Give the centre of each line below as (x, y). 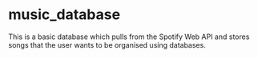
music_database (64, 15)
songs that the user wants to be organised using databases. (107, 44)
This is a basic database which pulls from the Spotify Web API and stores (129, 37)
